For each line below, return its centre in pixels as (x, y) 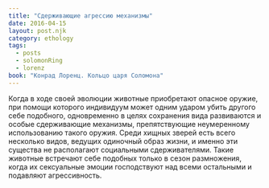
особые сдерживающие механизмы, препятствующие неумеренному (129, 124)
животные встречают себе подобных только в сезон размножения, (125, 158)
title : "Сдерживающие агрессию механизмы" (81, 16)
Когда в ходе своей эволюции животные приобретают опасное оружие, (133, 98)
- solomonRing (39, 61)
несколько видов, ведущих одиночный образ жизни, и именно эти (123, 141)
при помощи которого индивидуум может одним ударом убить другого (132, 107)
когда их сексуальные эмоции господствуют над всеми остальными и (130, 166)
